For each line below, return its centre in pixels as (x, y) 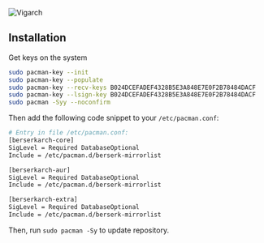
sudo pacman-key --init (49, 72)
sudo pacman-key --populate (56, 80)
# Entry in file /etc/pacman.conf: (69, 133)
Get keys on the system (48, 58)
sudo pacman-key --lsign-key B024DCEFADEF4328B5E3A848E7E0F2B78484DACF (132, 95)
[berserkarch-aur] (39, 170)
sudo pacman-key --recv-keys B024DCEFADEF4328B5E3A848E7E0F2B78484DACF (132, 87)
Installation (37, 38)
